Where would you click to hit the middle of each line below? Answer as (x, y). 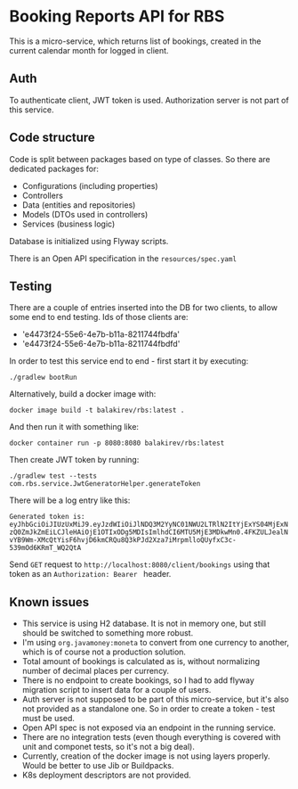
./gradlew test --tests (53, 476)
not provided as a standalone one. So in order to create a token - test (149, 709)
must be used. (48, 719)
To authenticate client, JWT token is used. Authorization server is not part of (149, 100)
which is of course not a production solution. (104, 652)
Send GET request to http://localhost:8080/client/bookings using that (140, 564)
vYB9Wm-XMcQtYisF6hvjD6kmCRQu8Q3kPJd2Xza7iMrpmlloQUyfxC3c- (123, 540)
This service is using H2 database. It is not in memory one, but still (144, 624)
